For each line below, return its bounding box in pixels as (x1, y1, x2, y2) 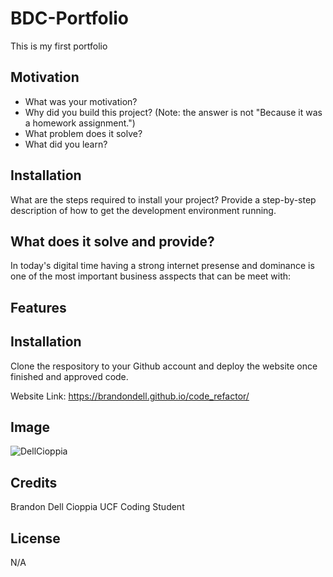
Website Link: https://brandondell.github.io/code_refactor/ (10, 390, 250, 402)
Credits (10, 474, 58, 491)
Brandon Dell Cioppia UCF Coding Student (10, 501, 185, 513)
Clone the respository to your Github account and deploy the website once (10, 360, 318, 372)
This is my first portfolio (10, 40, 108, 52)
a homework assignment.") (24, 117, 136, 129)
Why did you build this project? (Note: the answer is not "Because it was (24, 106, 323, 118)
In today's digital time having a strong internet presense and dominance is (10, 260, 315, 272)
